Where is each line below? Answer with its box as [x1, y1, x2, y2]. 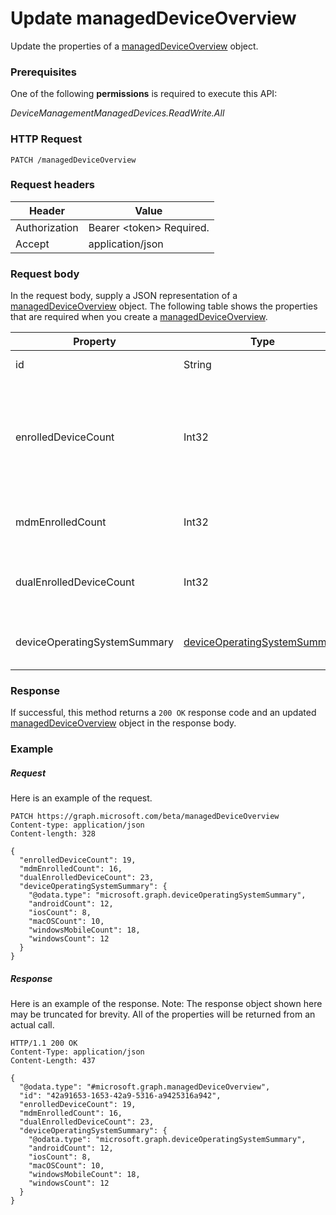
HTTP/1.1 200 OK [10, 1038, 78, 1049]
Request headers [10, 178, 96, 192]
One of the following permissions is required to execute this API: [10, 88, 278, 100]
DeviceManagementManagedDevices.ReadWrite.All [10, 107, 225, 119]
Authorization [15, 220, 79, 234]
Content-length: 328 [10, 829, 97, 839]
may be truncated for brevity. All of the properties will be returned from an [10, 1008, 316, 1021]
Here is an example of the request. [10, 792, 153, 804]
